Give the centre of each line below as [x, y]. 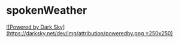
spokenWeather [47, 10]
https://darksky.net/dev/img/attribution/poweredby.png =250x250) [91, 33]
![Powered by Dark [29, 27]
